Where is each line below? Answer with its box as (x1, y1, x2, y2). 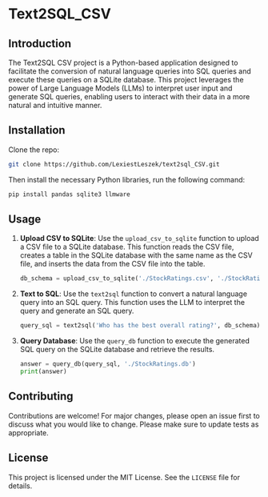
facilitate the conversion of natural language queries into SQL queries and (8, 66, 252, 76)
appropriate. (8, 427, 50, 437)
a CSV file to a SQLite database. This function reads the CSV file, (19, 242, 234, 252)
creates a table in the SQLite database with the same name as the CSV (19, 251, 254, 260)
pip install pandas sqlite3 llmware (8, 190, 130, 198)
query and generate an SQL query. (19, 306, 134, 316)
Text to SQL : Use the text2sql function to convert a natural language (19, 289, 248, 299)
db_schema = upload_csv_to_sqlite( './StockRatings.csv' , (19, 275, 214, 283)
